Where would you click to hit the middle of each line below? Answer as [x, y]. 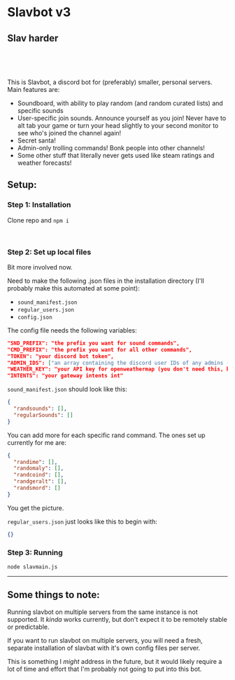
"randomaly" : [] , [39, 468]
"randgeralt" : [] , [41, 481]
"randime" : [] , [36, 462]
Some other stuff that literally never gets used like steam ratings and [116, 155]
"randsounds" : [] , [41, 409]
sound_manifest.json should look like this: [67, 389]
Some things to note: [54, 595]
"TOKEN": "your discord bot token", [60, 356]
